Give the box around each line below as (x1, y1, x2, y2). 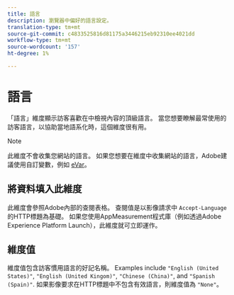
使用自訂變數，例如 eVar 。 (13, 160, 91, 169)
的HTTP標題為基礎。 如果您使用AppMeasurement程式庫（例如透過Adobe (7, 212, 222, 221)
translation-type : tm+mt (7, 23, 81, 30)
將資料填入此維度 (7, 183, 82, 195)
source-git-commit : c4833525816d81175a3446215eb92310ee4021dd (7, 30, 195, 38)
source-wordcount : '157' (7, 43, 81, 50)
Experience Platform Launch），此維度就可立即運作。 (7, 221, 162, 229)
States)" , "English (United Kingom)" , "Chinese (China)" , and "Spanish (7, 272, 215, 280)
